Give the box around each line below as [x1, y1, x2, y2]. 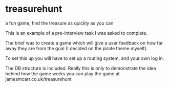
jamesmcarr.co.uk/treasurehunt [5, 76, 72, 82]
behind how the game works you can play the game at [5, 70, 120, 77]
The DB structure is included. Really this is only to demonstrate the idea [5, 65, 156, 71]
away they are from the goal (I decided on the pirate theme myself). [5, 45, 148, 51]
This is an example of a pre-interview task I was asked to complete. [5, 30, 147, 36]
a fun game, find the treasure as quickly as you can [5, 20, 114, 26]
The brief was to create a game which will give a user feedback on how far [5, 39, 163, 46]
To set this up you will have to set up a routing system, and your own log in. [5, 55, 164, 61]
